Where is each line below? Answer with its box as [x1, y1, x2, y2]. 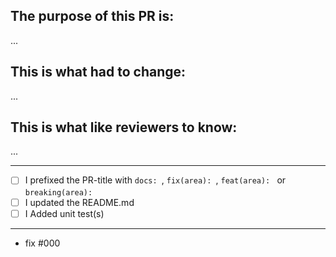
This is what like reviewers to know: [10, 119, 238, 136]
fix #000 [24, 237, 61, 249]
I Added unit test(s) [24, 207, 105, 219]
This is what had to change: [10, 64, 187, 81]
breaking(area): [24, 187, 93, 198]
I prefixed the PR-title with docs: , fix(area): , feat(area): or [24, 174, 287, 186]
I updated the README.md [24, 196, 135, 208]
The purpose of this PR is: [10, 8, 175, 25]
